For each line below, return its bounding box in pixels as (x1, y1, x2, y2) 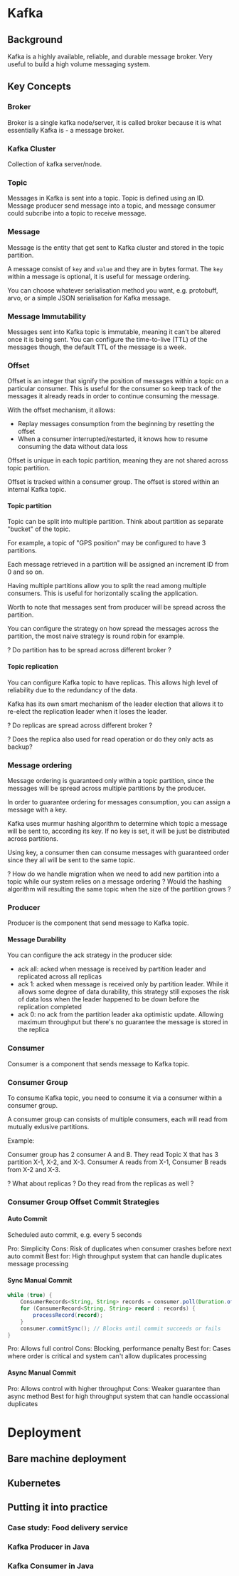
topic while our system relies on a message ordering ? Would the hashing (7, 877, 222, 886)
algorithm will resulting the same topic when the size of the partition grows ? (7, 884, 231, 893)
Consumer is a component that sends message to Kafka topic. (7, 1059, 190, 1068)
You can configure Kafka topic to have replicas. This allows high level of (7, 678, 218, 687)
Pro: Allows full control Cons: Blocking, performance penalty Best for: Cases (7, 1344, 231, 1353)
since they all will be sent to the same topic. (7, 855, 136, 864)
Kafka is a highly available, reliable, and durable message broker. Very (7, 52, 213, 61)
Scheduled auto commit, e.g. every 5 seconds (7, 1231, 142, 1239)
